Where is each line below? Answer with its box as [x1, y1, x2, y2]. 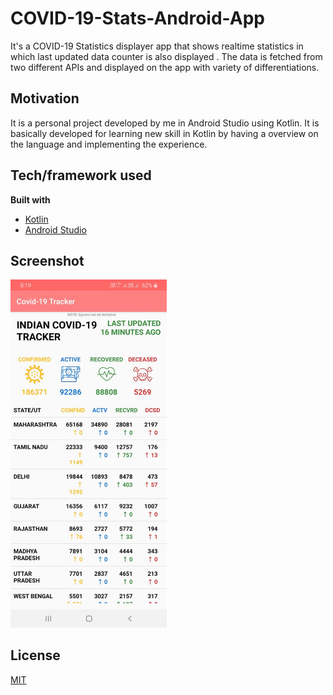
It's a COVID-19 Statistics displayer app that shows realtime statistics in [10, 40, 304, 52]
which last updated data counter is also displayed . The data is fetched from [10, 50, 323, 62]
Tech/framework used [10, 167, 152, 184]
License [10, 647, 61, 664]
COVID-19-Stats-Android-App [10, 7, 265, 30]
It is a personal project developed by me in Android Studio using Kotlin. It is [10, 117, 320, 129]
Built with [10, 193, 51, 206]
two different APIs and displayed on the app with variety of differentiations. [10, 61, 320, 73]
